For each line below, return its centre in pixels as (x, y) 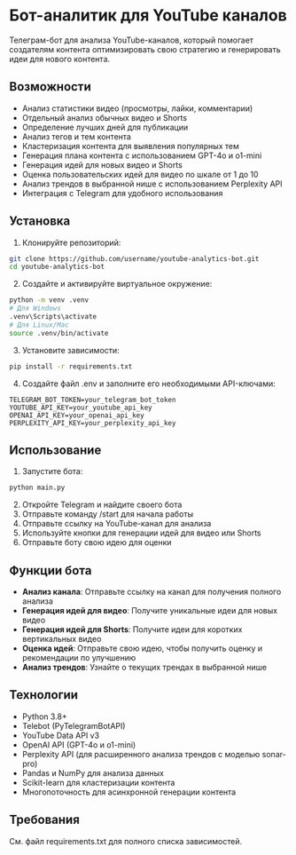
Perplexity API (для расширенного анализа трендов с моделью (141, 754)
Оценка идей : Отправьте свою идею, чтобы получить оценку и (142, 648)
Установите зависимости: (70, 350)
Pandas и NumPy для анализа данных (93, 772)
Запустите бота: (52, 471)
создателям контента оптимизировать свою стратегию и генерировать (145, 49)
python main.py (37, 488)
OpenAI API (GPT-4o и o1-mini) (79, 744)
